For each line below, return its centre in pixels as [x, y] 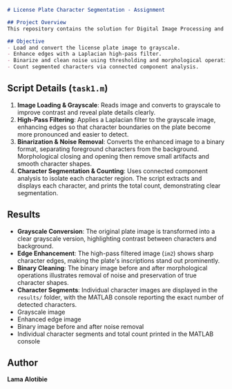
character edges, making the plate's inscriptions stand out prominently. [118, 260]
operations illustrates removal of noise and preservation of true [107, 275]
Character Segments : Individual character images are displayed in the [117, 290]
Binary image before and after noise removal [80, 326]
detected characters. [47, 304]
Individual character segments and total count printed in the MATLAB [115, 334]
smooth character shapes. [54, 163]
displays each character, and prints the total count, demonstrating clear [119, 186]
